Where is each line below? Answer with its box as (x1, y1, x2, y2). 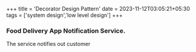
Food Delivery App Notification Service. (6, 27, 126, 35)
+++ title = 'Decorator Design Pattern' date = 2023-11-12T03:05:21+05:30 (6, 5, 191, 12)
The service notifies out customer (6, 41, 91, 48)
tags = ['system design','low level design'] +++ (6, 11, 123, 19)
